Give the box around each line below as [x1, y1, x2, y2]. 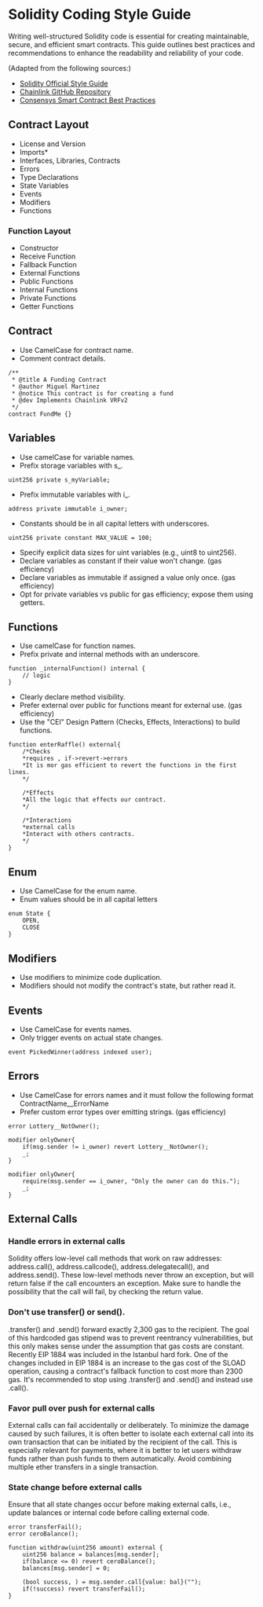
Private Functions [19, 293, 77, 303]
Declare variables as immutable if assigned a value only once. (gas [19, 572, 236, 582]
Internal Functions [19, 285, 79, 295]
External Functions [19, 269, 81, 278]
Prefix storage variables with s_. [19, 460, 123, 470]
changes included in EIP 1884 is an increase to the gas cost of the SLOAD [8, 1358, 246, 1367]
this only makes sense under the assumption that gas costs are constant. [8, 1341, 245, 1351]
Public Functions [19, 277, 74, 286]
